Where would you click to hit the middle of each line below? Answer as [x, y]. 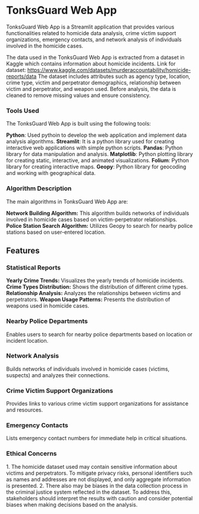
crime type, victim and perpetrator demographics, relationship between [94, 82]
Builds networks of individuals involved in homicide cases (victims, [88, 369]
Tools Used [23, 111]
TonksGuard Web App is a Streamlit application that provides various [90, 27]
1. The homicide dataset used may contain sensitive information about [92, 466]
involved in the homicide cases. [45, 46]
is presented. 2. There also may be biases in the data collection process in [97, 485]
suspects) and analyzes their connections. [58, 375]
